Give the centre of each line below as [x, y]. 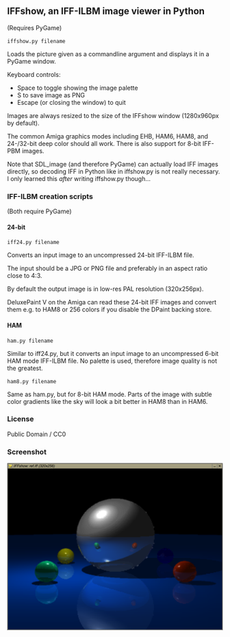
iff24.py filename [33, 243]
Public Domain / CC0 [37, 434]
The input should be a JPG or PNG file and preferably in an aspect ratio [107, 268]
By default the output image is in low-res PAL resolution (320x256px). [105, 289]
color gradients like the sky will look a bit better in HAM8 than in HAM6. [107, 401]
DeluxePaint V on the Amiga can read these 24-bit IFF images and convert [112, 302]
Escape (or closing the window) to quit [72, 102]
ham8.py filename [32, 381]
